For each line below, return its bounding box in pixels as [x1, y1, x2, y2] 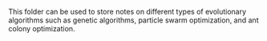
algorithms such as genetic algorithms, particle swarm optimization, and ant [8, 15, 259, 25]
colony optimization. [8, 24, 75, 33]
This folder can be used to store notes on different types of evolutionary [8, 7, 247, 16]
